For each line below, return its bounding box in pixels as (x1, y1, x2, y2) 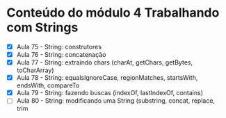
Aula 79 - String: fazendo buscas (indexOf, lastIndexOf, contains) (16, 89, 203, 97)
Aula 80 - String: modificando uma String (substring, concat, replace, (16, 96, 216, 105)
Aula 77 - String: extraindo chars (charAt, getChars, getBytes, (16, 58, 193, 67)
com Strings (6, 19, 79, 35)
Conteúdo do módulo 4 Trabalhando (6, 5, 220, 21)
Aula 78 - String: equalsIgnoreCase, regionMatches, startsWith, (16, 74, 198, 82)
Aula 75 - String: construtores (16, 42, 102, 51)
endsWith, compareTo (16, 81, 80, 90)
